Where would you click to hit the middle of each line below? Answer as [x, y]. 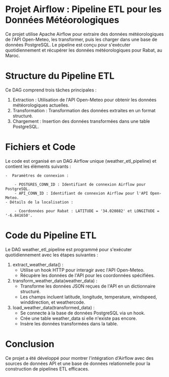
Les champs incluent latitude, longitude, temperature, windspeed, [89, 297]
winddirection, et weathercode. [53, 302]
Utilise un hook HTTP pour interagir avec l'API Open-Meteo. [82, 270]
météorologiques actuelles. [41, 105]
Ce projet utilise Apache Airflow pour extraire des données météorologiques [85, 34]
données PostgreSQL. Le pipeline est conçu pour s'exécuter [68, 44]
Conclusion [30, 344]
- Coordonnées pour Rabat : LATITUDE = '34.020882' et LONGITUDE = [87, 211]
